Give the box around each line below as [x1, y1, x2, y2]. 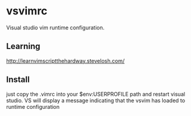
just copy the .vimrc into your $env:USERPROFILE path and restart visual [6, 90, 186, 97]
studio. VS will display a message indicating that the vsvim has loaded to [6, 97, 186, 104]
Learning [6, 41, 41, 51]
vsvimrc [6, 4, 48, 18]
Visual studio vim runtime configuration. [6, 24, 105, 31]
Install [6, 75, 30, 85]
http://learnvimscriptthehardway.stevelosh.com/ [6, 57, 125, 64]
